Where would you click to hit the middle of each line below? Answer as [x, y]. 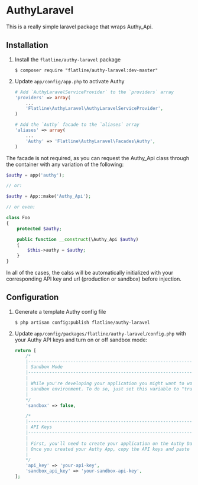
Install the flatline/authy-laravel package [68, 59]
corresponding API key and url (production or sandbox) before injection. [94, 279]
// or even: [21, 207]
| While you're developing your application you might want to [105, 384]
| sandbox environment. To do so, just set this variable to [102, 389]
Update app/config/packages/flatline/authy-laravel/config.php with [100, 333]
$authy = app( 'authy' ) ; [35, 175]
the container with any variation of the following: [65, 164]
